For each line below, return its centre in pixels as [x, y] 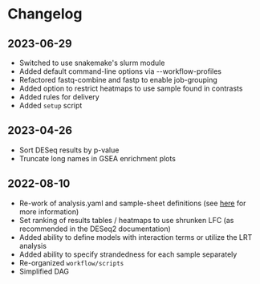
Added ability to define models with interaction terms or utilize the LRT [136, 237]
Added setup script [51, 105]
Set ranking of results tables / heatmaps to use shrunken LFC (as [126, 220]
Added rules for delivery [59, 97]
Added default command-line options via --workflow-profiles [120, 71]
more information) [49, 211]
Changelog [45, 14]
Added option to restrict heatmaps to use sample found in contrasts [131, 88]
